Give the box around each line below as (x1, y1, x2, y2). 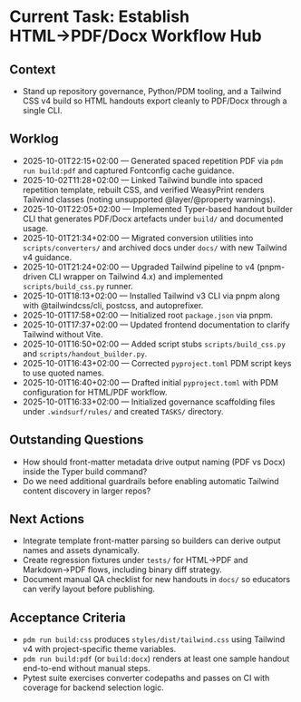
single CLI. (22, 105, 63, 115)
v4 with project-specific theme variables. (22, 644, 177, 655)
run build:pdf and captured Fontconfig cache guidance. (22, 165, 235, 176)
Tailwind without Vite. (22, 328, 103, 339)
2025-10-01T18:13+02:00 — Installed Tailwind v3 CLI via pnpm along (22, 290, 281, 301)
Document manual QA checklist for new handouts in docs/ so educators (22, 574, 291, 585)
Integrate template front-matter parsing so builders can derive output (22, 535, 281, 546)
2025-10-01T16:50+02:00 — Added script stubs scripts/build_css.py (22, 338, 286, 349)
